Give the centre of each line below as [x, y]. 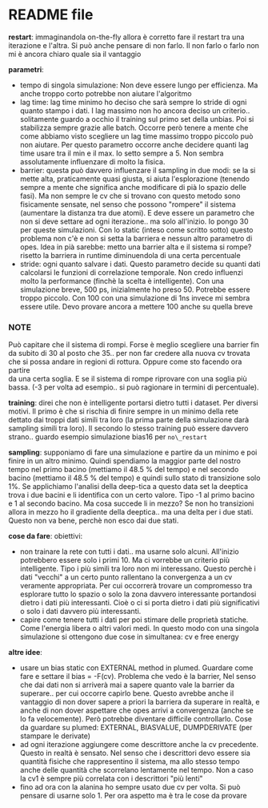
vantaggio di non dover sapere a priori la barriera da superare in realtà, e [140, 702]
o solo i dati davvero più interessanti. [80, 612]
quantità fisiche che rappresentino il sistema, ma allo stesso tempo [130, 762]
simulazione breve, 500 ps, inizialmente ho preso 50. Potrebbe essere [135, 289]
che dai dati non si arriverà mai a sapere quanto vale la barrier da [127, 685]
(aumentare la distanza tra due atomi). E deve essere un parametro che [137, 212]
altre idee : [25, 652]
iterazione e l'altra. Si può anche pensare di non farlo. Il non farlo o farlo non [134, 45]
